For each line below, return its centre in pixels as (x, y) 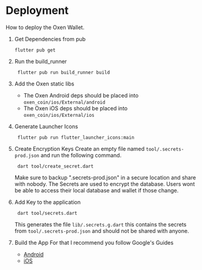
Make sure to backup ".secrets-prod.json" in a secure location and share (105, 177)
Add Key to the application (48, 202)
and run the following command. (81, 155)
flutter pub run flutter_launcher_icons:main (76, 137)
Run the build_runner (41, 61)
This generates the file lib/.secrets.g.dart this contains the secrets (100, 224)
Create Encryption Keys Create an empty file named (79, 148)
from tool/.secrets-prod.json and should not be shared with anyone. (102, 231)
